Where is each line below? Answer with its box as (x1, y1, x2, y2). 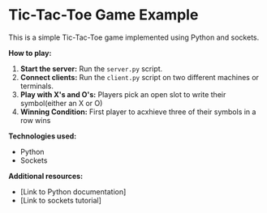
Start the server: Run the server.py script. (19, 63, 163, 74)
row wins (19, 115, 51, 125)
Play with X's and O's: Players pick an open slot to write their (19, 89, 226, 99)
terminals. (19, 81, 54, 91)
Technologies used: (8, 131, 77, 141)
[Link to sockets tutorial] (19, 195, 101, 205)
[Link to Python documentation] (19, 186, 127, 196)
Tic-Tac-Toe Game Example (8, 6, 199, 24)
